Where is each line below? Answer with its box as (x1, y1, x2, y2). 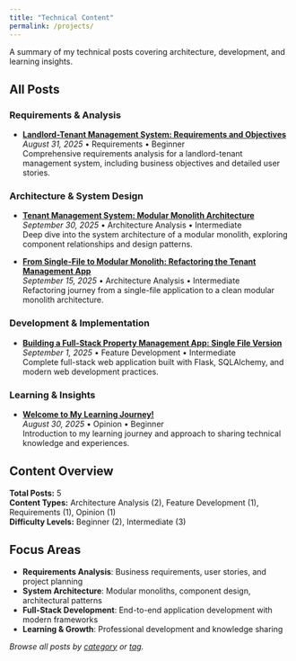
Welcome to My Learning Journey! (22, 409, 154, 420)
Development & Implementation (9, 317, 150, 329)
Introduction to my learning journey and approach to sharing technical (22, 428, 282, 439)
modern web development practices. (22, 366, 159, 377)
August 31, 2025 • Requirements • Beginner (22, 138, 186, 149)
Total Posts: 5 (9, 487, 62, 498)
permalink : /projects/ (9, 22, 94, 31)
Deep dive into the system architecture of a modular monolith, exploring (22, 229, 289, 240)
